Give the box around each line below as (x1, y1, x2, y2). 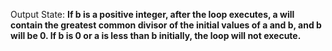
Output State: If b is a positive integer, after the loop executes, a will (10, 9, 295, 20)
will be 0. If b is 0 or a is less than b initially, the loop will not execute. (10, 30, 302, 41)
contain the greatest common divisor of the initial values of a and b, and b (10, 19, 322, 31)
